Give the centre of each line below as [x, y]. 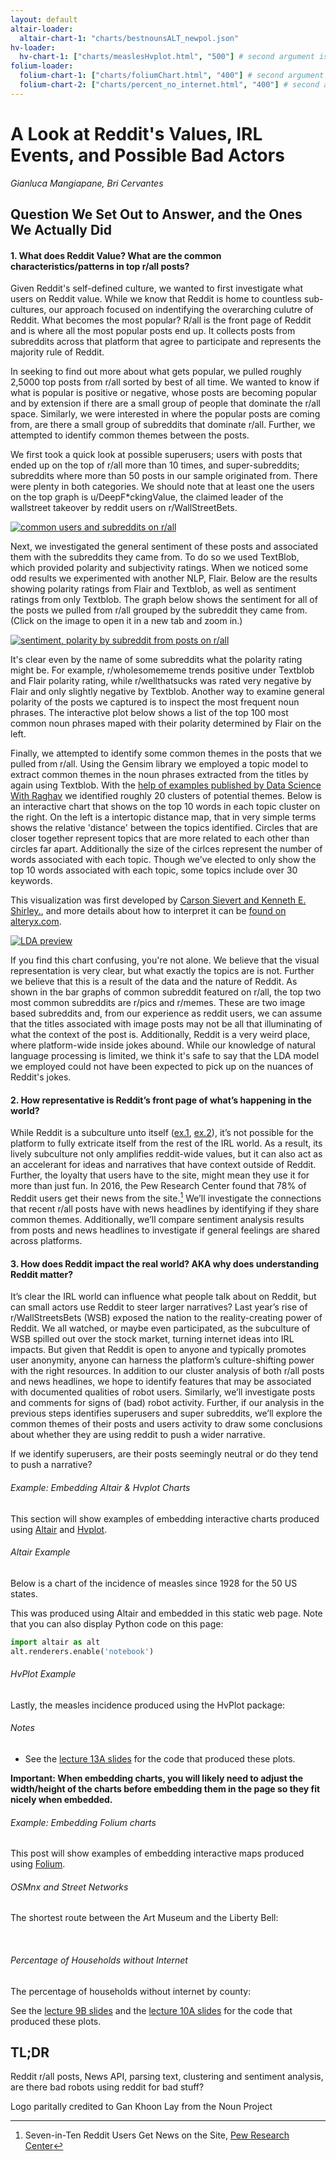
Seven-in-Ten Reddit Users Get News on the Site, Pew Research [157, 2135]
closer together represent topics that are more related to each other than [160, 838]
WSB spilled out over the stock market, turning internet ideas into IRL [152, 1339]
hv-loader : [33, 47]
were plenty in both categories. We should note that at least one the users [162, 487]
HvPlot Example [43, 1674]
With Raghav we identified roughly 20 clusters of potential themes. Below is [166, 796]
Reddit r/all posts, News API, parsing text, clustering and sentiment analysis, [167, 2077]
